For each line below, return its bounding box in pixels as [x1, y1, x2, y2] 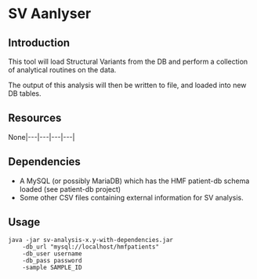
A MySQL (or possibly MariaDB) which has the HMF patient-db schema [19, 176, 250, 185]
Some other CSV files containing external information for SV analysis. [19, 193, 244, 202]
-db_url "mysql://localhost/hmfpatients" [22, 243, 159, 251]
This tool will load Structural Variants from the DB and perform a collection [8, 57, 248, 66]
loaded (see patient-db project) [19, 184, 121, 193]
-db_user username [22, 250, 82, 258]
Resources [8, 112, 62, 125]
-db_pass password [22, 257, 82, 265]
